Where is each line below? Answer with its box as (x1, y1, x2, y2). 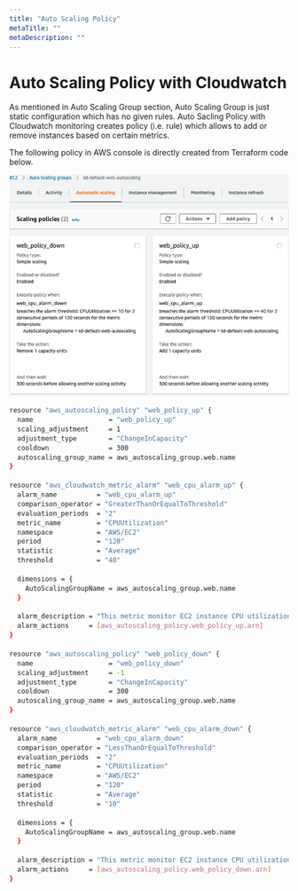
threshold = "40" (17, 556, 122, 565)
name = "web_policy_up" (17, 416, 176, 425)
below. (9, 156, 34, 168)
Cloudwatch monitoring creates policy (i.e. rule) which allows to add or (9, 121, 268, 131)
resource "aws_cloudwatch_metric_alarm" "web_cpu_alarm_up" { (9, 481, 244, 490)
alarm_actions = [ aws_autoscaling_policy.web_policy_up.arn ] (17, 622, 264, 631)
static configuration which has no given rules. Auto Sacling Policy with (9, 111, 266, 122)
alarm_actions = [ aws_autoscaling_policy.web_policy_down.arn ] (17, 865, 272, 874)
